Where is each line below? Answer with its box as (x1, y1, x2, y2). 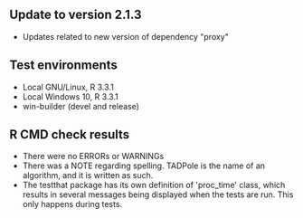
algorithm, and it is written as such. (22, 170, 154, 181)
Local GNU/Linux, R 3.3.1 (22, 81, 115, 92)
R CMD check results (9, 127, 130, 143)
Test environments (9, 58, 118, 73)
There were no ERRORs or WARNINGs (22, 151, 165, 162)
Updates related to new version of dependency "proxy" (22, 31, 229, 42)
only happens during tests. (22, 199, 123, 210)
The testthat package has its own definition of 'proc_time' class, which (22, 180, 286, 191)
